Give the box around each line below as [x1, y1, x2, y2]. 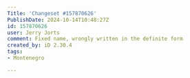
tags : [7, 49, 23, 55]
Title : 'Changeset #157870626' [7, 10, 97, 17]
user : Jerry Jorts [7, 29, 60, 36]
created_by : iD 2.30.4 [7, 42, 72, 49]
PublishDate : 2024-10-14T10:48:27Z [7, 16, 109, 23]
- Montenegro [7, 55, 45, 62]
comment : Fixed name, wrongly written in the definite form [7, 36, 184, 42]
